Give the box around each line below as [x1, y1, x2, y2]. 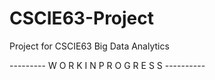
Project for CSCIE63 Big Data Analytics [9, 40, 170, 52]
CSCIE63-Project [9, 7, 155, 30]
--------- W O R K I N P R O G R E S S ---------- [9, 59, 206, 71]
